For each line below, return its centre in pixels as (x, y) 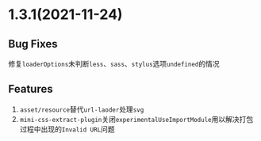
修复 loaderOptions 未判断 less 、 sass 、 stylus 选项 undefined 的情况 (114, 64)
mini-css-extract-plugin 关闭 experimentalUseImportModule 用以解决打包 (136, 119)
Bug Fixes (33, 44)
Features (31, 89)
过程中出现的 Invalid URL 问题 (67, 129)
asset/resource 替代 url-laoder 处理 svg (82, 109)
